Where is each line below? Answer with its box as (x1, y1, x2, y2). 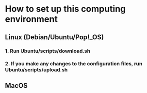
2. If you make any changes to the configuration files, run (5, 61, 143, 67)
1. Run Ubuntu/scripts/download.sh (5, 47, 91, 54)
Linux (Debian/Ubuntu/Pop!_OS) (5, 33, 104, 41)
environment (5, 14, 58, 25)
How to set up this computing (5, 3, 126, 15)
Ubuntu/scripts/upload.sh (5, 66, 68, 73)
